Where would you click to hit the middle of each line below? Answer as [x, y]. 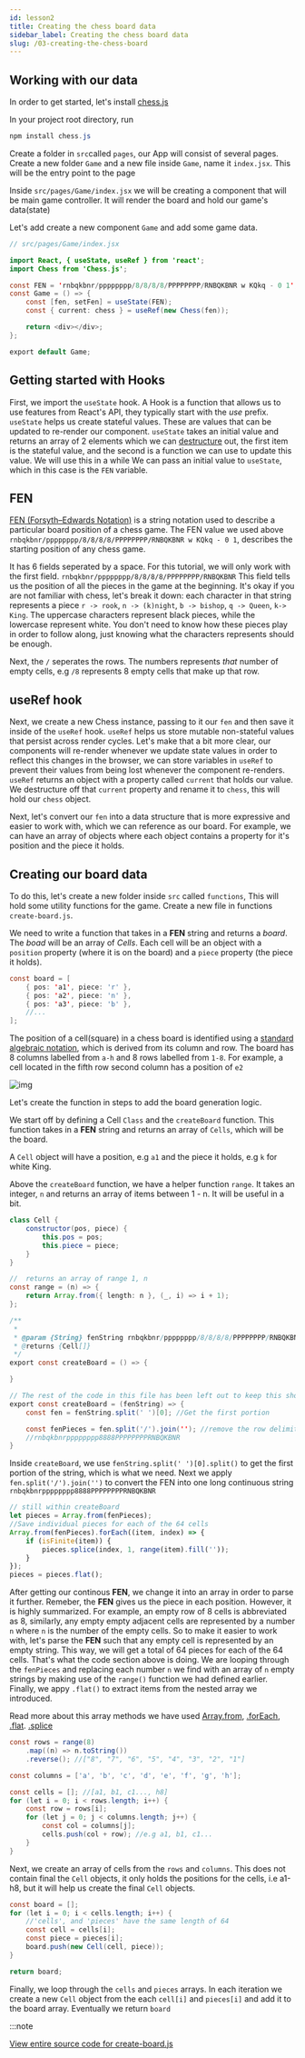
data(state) [30, 209]
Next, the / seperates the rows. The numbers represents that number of [144, 662]
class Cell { [34, 1220]
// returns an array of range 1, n [79, 1279]
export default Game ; [50, 352]
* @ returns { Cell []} [52, 1346]
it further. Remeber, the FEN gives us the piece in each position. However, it [151, 1602]
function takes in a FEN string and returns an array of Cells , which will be [147, 1130]
